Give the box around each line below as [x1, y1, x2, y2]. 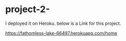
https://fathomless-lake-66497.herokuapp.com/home [5, 30, 117, 36]
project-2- [5, 4, 50, 15]
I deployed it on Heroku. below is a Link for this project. [5, 20, 121, 26]
